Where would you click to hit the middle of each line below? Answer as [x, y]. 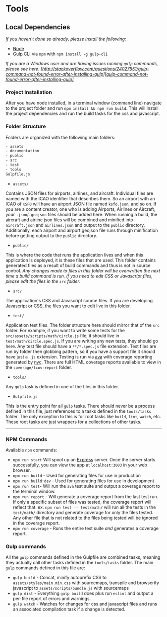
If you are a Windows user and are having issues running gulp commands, [82, 63]
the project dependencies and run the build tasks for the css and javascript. [83, 114]
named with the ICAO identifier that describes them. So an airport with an [80, 198]
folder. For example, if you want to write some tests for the [65, 330]
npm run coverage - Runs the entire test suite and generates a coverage [86, 529]
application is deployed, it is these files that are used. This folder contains [81, 260]
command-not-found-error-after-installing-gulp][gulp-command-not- [77, 74]
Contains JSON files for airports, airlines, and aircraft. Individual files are [79, 193]
